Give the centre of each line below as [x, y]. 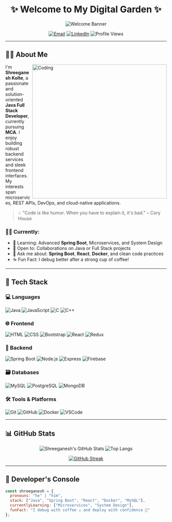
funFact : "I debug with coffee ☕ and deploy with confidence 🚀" [80, 510]
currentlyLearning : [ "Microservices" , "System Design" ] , [72, 505]
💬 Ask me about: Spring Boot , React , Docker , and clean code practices [88, 254]
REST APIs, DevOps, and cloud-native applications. [67, 202]
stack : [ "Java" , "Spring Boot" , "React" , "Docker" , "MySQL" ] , [78, 501]
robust [12, 148]
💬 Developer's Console [42, 479]
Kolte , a [20, 78]
